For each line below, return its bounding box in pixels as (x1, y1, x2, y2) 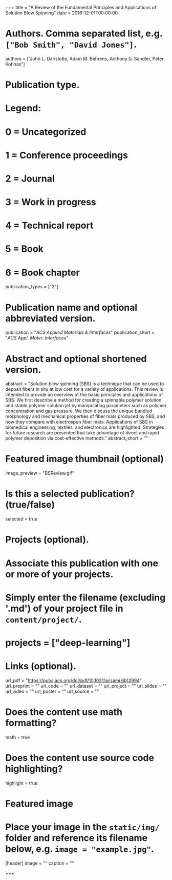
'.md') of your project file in (5, 603, 124, 614)
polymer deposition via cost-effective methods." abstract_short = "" (5, 435, 148, 442)
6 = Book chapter (5, 267, 80, 278)
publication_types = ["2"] (5, 284, 58, 290)
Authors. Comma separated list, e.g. (5, 28, 163, 39)
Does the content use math (5, 706, 123, 717)
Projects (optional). (5, 534, 90, 546)
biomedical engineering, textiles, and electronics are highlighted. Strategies (5, 424, 165, 430)
